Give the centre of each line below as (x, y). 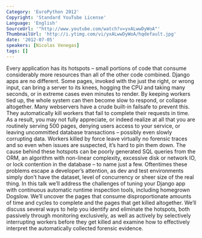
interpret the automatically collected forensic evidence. (75, 228)
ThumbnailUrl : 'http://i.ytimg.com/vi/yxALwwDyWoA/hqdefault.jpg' (91, 34)
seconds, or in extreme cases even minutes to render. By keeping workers (99, 93)
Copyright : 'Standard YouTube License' (56, 17)
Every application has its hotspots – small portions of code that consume (96, 68)
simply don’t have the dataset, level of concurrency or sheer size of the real (100, 177)
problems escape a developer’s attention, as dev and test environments (95, 171)
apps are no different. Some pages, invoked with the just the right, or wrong (100, 81)
